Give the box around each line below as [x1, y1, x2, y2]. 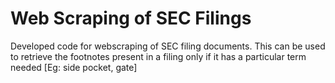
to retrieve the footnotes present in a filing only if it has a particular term [10, 50, 307, 62]
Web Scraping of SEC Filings [10, 7, 252, 30]
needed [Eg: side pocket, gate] [10, 61, 138, 73]
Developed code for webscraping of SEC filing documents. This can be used [10, 40, 326, 52]
